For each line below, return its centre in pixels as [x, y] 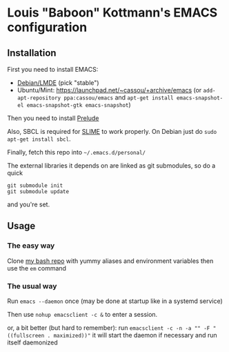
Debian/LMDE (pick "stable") [58, 83]
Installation [32, 53]
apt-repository [39, 98]
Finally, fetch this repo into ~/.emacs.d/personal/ [77, 152]
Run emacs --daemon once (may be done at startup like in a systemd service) [115, 301]
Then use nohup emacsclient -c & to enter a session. [82, 314]
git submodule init [35, 186]
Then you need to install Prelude [53, 118]
